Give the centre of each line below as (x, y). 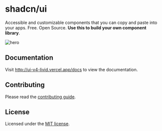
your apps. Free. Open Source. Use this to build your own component (76, 27)
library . (13, 33)
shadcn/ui (26, 9)
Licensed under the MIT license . (37, 124)
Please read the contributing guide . (40, 97)
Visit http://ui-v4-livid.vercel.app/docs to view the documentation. (71, 69)
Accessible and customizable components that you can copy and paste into (81, 22)
